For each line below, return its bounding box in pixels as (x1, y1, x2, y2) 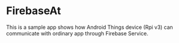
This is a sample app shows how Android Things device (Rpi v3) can (6, 24, 173, 31)
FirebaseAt (6, 4, 61, 18)
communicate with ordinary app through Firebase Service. (6, 29, 149, 37)
